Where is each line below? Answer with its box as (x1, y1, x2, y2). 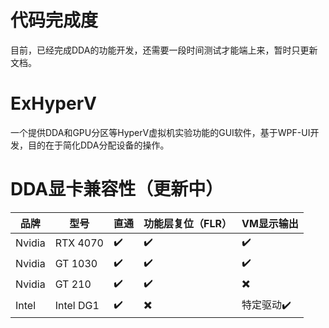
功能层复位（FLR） (143, 216, 232, 230)
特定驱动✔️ (241, 297, 292, 311)
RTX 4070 (54, 236, 104, 250)
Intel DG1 (54, 299, 100, 313)
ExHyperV (10, 92, 97, 115)
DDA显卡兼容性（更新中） (10, 178, 224, 201)
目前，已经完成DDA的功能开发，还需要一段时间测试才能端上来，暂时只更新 (10, 44, 318, 56)
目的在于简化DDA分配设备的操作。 (27, 139, 170, 151)
